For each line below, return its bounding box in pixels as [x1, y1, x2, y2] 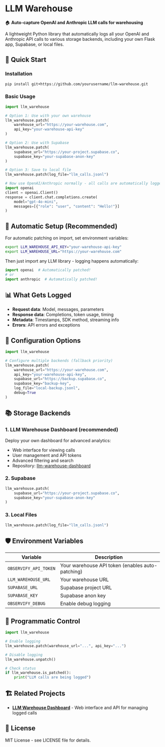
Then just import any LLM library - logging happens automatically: [5, 258, 139, 264]
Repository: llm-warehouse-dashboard [12, 463, 91, 469]
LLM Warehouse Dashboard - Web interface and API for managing [12, 704, 148, 711]
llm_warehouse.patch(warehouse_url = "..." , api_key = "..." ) [5, 643, 126, 648]
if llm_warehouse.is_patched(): [5, 670, 71, 675]
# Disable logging [5, 652, 43, 657]
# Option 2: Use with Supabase [5, 141, 69, 146]
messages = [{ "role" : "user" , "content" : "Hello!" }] [14, 204, 120, 209]
